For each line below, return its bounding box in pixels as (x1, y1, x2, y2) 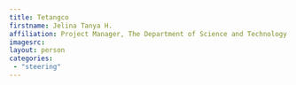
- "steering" (12, 63, 62, 72)
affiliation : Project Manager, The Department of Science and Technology (9, 29, 288, 38)
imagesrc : (9, 37, 46, 47)
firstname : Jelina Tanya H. (9, 21, 113, 30)
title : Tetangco (9, 12, 69, 22)
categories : (9, 54, 53, 63)
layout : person (9, 46, 66, 55)
